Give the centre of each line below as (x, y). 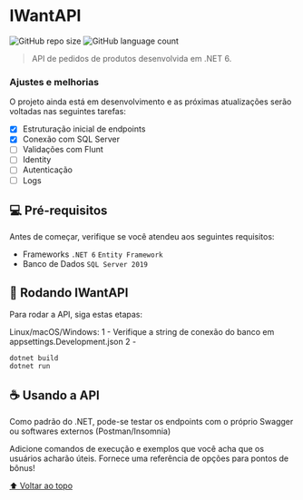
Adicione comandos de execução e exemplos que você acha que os (137, 449)
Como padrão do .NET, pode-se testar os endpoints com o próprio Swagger (151, 422)
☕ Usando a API (54, 395)
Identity (37, 160)
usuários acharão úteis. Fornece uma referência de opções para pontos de (149, 458)
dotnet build (34, 358)
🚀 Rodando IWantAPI (69, 293)
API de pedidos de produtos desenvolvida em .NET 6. (132, 58)
